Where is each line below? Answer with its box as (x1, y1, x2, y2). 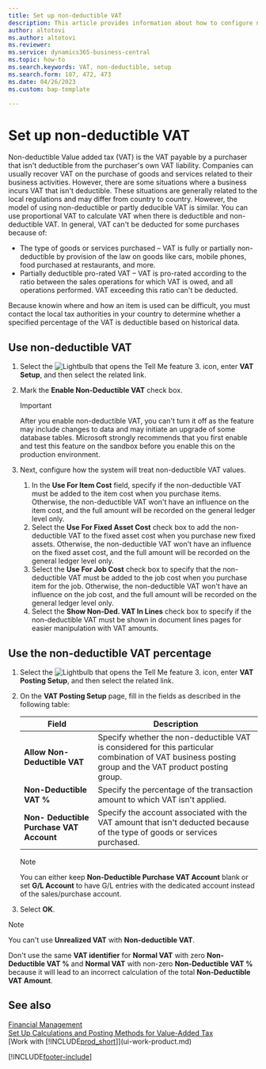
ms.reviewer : (8, 41, 51, 49)
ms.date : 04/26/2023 (8, 78, 77, 86)
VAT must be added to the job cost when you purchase (68, 573, 248, 583)
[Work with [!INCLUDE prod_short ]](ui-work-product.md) (8, 1037, 192, 1046)
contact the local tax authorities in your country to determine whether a (8, 310, 241, 319)
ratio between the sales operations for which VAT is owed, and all (19, 277, 234, 287)
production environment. (19, 450, 101, 459)
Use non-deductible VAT (8, 340, 132, 354)
